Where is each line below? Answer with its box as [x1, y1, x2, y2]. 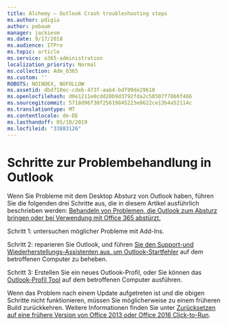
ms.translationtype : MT [7, 106, 76, 113]
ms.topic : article [7, 49, 60, 56]
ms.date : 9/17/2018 [7, 36, 63, 43]
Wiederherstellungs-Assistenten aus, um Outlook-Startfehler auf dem [7, 248, 204, 256]
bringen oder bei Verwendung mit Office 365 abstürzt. [7, 214, 161, 222]
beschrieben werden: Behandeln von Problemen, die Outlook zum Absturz [7, 207, 218, 215]
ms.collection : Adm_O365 [7, 67, 78, 74]
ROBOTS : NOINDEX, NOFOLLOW [7, 80, 85, 87]
